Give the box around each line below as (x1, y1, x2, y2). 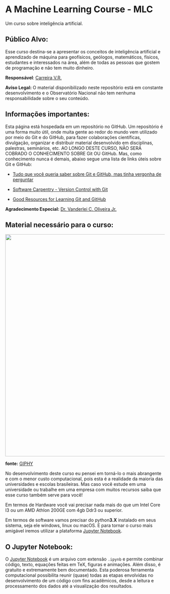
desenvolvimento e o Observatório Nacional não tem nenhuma (5, 90, 136, 96)
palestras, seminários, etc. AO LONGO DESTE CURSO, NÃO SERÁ (5, 145, 142, 151)
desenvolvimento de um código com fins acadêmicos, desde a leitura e (5, 578, 154, 584)
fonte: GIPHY (5, 460, 33, 467)
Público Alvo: (5, 35, 49, 44)
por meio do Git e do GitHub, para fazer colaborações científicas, (5, 134, 141, 140)
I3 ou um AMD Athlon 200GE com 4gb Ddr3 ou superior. (5, 507, 123, 513)
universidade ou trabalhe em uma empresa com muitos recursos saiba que (5, 486, 161, 493)
